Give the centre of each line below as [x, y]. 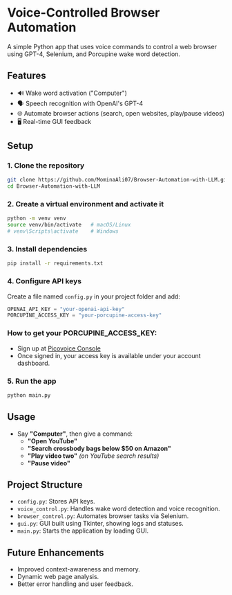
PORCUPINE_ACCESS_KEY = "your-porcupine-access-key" [85, 316]
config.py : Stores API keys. [56, 501]
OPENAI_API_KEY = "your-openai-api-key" [66, 309]
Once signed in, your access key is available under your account [109, 355]
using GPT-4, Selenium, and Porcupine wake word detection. [94, 54]
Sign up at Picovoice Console [59, 348]
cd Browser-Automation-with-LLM [54, 186]
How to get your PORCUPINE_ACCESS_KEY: [82, 333]
